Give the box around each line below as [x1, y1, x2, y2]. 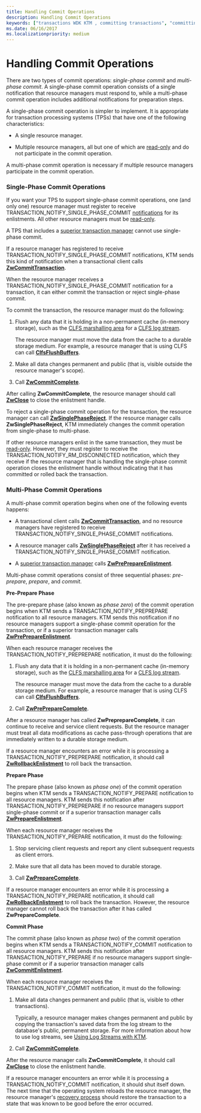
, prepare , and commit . [25, 577, 82, 585]
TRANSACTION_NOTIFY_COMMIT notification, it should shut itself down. [6, 1081, 185, 1088]
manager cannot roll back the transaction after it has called [6, 905, 152, 912]
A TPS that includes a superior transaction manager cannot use [6, 227, 163, 234]
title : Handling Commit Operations [6, 8, 95, 15]
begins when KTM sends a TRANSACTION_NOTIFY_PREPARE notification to [6, 789, 194, 796]
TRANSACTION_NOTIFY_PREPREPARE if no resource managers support [6, 802, 184, 810]
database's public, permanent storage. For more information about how [14, 1027, 191, 1034]
